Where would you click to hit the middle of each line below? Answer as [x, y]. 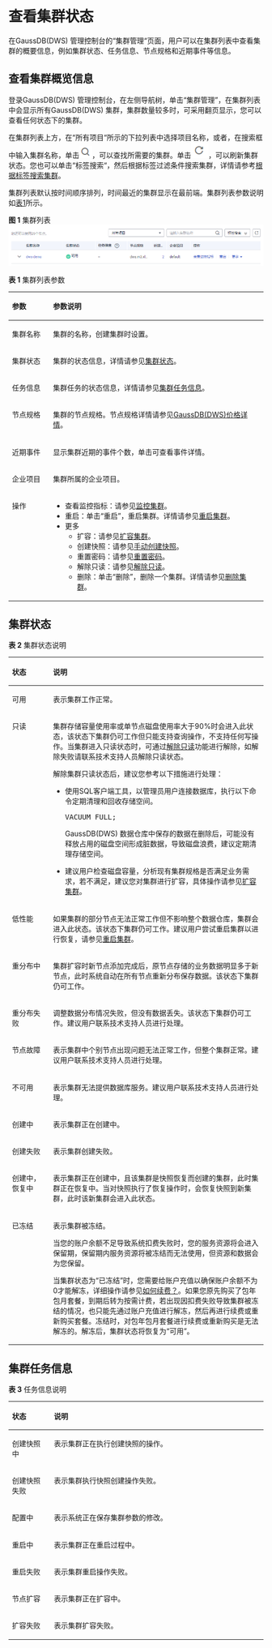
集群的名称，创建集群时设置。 [102, 334]
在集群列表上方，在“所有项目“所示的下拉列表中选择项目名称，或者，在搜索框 [136, 137]
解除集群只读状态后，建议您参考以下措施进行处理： [138, 774]
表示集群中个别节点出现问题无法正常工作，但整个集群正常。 [152, 1050]
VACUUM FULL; [90, 817]
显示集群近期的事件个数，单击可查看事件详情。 [130, 452]
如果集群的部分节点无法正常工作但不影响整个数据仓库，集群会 [155, 918]
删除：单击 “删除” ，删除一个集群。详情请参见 [151, 577]
